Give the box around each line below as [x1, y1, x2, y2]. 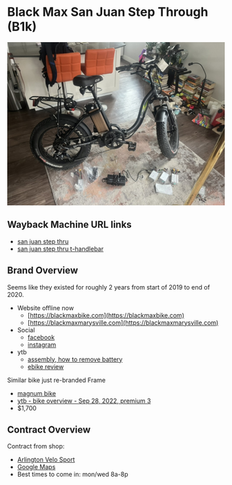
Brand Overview [7, 265, 78, 276]
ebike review [27, 362, 64, 370]
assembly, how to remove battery [27, 355, 123, 363]
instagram [27, 340, 57, 349]
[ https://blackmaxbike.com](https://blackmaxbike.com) [27, 311, 184, 319]
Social [17, 325, 35, 334]
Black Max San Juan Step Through [7, 4, 209, 20]
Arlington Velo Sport [17, 455, 75, 464]
